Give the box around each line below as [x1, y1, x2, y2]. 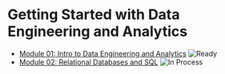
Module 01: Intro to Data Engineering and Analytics [18, 49, 187, 58]
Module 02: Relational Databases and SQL [18, 57, 159, 67]
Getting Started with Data [7, 6, 181, 24]
